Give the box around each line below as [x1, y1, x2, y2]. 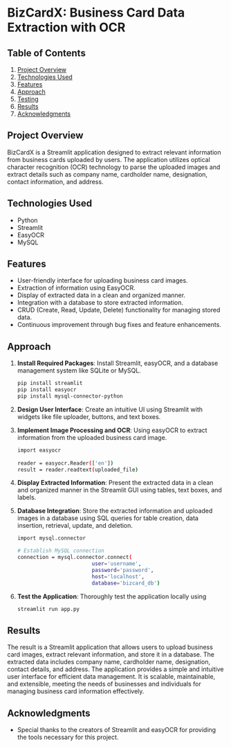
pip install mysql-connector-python [17, 393, 123, 400]
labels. [17, 493, 37, 501]
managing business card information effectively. [7, 687, 145, 695]
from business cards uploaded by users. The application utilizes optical [7, 155, 211, 163]
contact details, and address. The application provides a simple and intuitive [7, 665, 224, 673]
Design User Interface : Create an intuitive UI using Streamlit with [17, 405, 203, 413]
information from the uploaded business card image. [17, 433, 167, 441]
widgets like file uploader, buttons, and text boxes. [17, 412, 161, 420]
